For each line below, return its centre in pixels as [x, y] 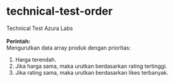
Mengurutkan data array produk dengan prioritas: [69, 48]
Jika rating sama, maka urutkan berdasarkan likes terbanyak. [92, 72]
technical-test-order [60, 11]
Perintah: [18, 41]
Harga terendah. [36, 59]
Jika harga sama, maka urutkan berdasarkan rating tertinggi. [91, 66]
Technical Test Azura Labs [40, 28]
